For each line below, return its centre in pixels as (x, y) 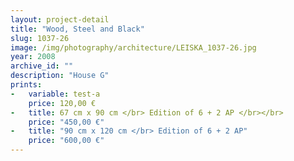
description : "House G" (60, 76)
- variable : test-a (55, 94)
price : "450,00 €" (66, 122)
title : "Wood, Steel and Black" (77, 29)
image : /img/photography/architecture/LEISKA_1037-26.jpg (133, 47)
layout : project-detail (60, 19)
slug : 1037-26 (40, 38)
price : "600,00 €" (66, 141)
